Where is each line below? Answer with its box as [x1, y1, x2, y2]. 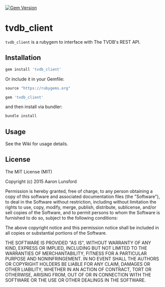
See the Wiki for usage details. [5, 141, 69, 147]
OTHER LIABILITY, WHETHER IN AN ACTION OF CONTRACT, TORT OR [5, 266, 151, 272]
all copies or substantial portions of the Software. [5, 230, 107, 236]
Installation [5, 53, 41, 62]
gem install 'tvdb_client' [5, 67, 62, 72]
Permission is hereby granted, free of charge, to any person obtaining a [5, 188, 153, 194]
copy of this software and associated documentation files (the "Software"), [5, 194, 160, 200]
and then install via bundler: [5, 104, 63, 110]
